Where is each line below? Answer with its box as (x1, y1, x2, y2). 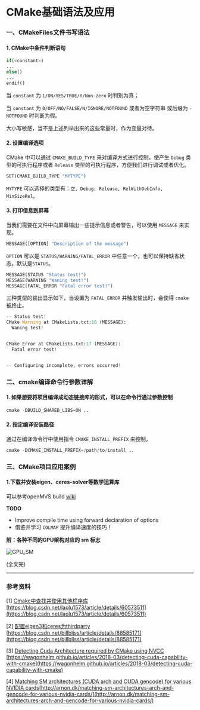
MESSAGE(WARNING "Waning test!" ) (6, 277, 89, 283)
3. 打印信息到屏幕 (6, 207, 49, 214)
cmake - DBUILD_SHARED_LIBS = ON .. (6, 407, 89, 413)
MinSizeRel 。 (6, 192, 39, 199)
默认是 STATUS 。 (16, 259, 54, 267)
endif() (6, 80, 26, 86)
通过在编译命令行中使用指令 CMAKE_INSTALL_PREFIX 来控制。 (6, 435, 152, 442)
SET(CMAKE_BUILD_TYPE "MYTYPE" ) (6, 173, 86, 179)
